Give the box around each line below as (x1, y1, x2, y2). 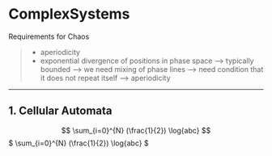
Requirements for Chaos (8, 32, 90, 41)
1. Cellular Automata (8, 104, 113, 118)
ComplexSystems (8, 5, 130, 23)
